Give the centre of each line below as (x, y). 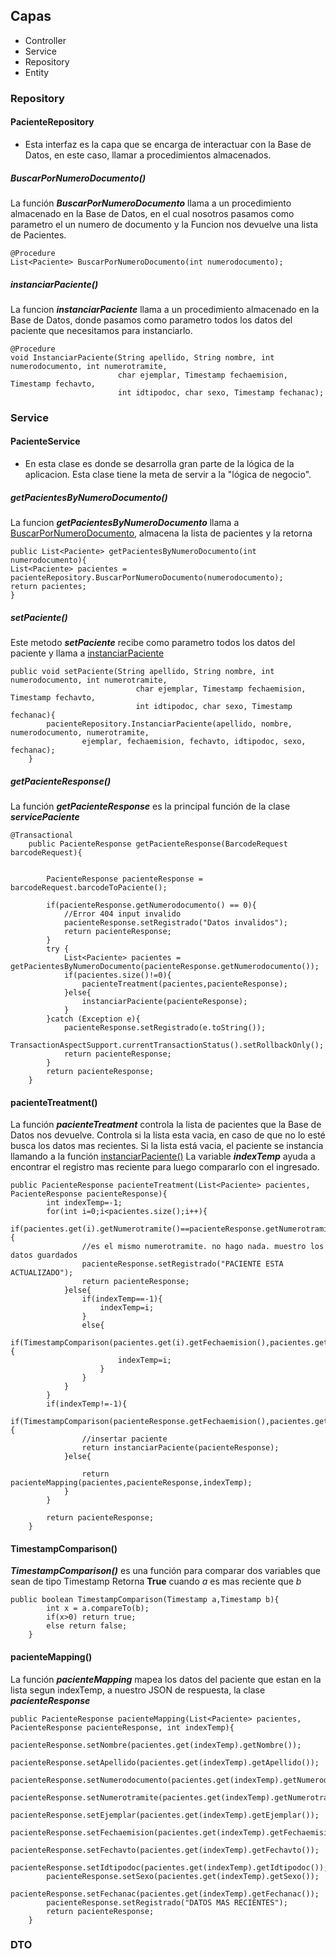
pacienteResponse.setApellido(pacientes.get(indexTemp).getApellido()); (165, 1762)
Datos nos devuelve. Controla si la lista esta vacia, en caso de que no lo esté (168, 1135)
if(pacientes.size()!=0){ (117, 975)
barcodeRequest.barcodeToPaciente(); (89, 887)
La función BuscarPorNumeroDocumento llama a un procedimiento (151, 203)
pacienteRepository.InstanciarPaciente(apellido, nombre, (169, 724)
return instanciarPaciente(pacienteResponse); (180, 1448)
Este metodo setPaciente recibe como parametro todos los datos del (153, 642)
